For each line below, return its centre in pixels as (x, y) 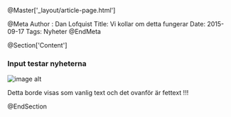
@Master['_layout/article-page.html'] (61, 10)
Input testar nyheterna (47, 63)
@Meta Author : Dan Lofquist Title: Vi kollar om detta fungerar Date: (107, 24)
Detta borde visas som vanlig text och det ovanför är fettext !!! (98, 93)
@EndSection (27, 106)
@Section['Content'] (37, 45)
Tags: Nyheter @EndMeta (64, 32)
